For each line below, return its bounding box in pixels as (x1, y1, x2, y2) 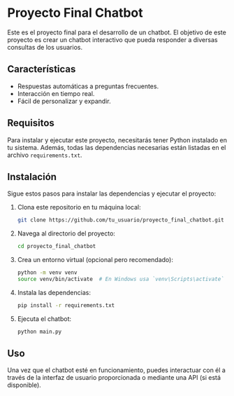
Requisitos (7, 117, 54, 129)
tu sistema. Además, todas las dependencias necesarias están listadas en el (7, 143, 226, 151)
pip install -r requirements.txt (17, 301, 115, 309)
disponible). (7, 381, 42, 390)
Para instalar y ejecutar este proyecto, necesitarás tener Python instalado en (7, 135, 228, 144)
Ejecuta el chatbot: (17, 314, 72, 323)
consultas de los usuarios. (7, 43, 82, 51)
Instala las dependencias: (17, 288, 91, 296)
